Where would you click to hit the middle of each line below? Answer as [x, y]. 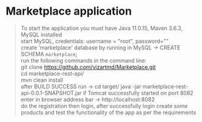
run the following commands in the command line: [84, 60]
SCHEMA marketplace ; [49, 54]
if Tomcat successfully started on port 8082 [138, 93]
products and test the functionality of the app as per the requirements [108, 112]
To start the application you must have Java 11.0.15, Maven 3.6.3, [102, 28]
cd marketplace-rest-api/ [52, 73]
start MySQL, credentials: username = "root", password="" [95, 41]
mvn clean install [42, 80]
